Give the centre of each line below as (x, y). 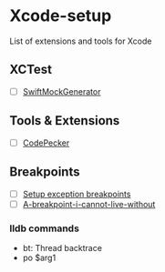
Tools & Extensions (65, 121)
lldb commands (45, 228)
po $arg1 (39, 257)
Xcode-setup (61, 16)
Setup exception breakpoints (77, 194)
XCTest (31, 70)
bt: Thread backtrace (62, 247)
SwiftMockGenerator (62, 91)
